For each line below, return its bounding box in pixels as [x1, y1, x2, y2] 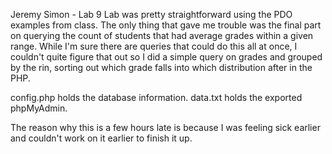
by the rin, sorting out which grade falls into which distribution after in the [10, 62, 313, 73]
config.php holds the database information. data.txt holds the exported [10, 92, 303, 103]
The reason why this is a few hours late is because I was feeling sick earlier [10, 122, 321, 133]
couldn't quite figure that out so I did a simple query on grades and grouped [10, 51, 323, 63]
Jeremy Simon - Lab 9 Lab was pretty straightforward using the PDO [10, 9, 293, 20]
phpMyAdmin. [10, 102, 68, 114]
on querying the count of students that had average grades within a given [10, 30, 314, 41]
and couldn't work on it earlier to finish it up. [10, 132, 193, 144]
